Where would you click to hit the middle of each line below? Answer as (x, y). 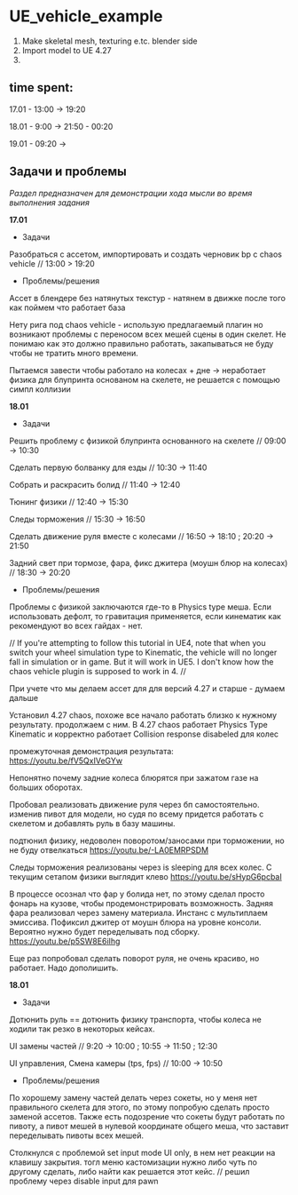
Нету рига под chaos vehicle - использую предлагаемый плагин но (136, 324)
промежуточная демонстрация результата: (92, 751)
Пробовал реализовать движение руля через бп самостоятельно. (134, 804)
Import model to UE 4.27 (67, 50)
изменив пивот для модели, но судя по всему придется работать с (137, 814)
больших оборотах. (46, 787)
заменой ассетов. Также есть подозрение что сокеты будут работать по (147, 1116)
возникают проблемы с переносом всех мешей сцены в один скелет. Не (148, 334)
